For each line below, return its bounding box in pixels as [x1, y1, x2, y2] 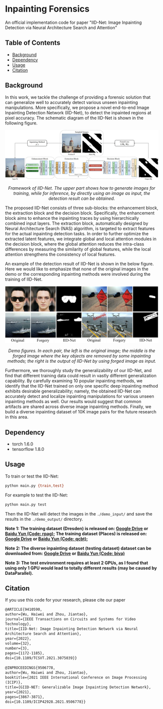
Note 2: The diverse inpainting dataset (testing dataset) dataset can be [5, 545, 152, 551]
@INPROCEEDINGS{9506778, [5, 665, 55, 671]
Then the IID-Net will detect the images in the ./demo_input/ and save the [5, 511, 152, 516]
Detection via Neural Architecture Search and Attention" [5, 24, 117, 30]
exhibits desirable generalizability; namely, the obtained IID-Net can [5, 388, 141, 394]
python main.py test [5, 502, 47, 507]
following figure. [5, 120, 38, 126]
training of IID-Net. [5, 276, 43, 282]
